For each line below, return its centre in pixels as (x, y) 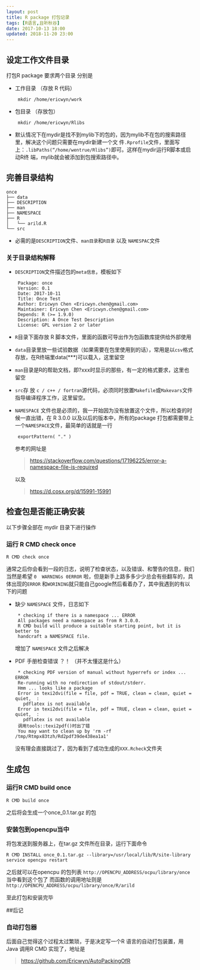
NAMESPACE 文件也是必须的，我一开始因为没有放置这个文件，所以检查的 (101, 411)
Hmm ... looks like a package (55, 688)
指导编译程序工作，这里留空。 (51, 398)
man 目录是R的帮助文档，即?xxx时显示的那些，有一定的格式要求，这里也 (102, 370)
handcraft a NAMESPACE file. (54, 637)
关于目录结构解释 (31, 257)
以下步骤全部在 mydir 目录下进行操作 (51, 527)
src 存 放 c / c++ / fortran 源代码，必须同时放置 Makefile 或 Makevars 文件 (104, 390)
